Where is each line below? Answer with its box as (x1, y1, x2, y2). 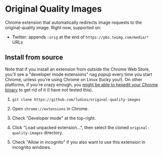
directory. (43, 130, 63, 136)
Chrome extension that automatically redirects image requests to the (5, 19, 142, 25)
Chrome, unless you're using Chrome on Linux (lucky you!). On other (5, 76, 143, 82)
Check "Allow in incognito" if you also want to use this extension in (12, 139, 146, 145)
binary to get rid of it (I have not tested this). (5, 86, 93, 93)
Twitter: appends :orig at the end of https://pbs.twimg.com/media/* (12, 34, 149, 40)
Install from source (5, 53, 64, 62)
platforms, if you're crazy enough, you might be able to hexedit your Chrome (5, 82, 158, 87)
